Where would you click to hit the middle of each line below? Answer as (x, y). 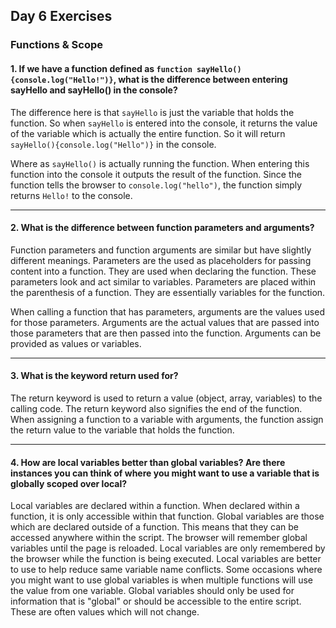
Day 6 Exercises (61, 16)
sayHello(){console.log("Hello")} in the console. (113, 144)
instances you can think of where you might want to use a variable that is (165, 473)
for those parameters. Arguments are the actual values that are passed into (165, 322)
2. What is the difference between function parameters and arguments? (162, 228)
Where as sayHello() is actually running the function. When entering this (160, 163)
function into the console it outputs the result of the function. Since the (156, 174)
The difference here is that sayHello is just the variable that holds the (152, 112)
